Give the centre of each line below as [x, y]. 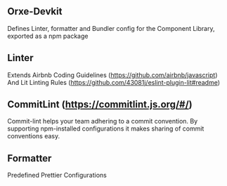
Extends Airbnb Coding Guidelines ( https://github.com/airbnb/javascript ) [112, 75]
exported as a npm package [48, 36]
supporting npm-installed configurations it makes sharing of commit [106, 128]
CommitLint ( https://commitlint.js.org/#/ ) [100, 105]
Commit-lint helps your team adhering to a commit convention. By [103, 121]
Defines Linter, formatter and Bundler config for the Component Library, [111, 28]
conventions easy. [34, 136]
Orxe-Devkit [35, 12]
